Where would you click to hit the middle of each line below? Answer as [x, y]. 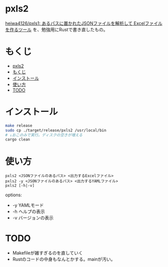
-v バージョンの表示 [33, 218]
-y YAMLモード [28, 205]
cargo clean [18, 140]
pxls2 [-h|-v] [20, 186]
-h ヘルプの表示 [29, 212]
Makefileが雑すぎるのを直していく [48, 253]
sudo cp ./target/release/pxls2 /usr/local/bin [56, 130]
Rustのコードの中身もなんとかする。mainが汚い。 [64, 259]
